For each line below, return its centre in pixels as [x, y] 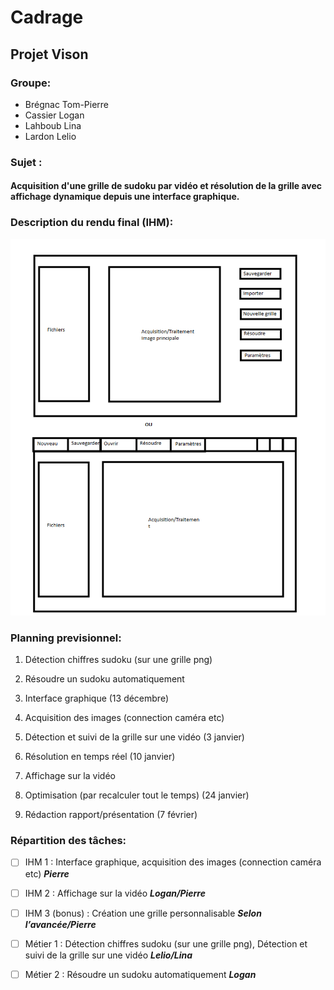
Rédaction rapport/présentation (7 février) [111, 815]
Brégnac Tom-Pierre [67, 104]
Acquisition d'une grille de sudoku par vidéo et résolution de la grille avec [166, 186]
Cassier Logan [54, 115]
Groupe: [31, 83]
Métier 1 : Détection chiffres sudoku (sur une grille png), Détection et [166, 943]
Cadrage [47, 17]
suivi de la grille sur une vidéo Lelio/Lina [108, 955]
